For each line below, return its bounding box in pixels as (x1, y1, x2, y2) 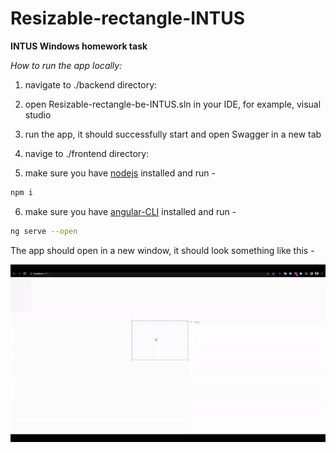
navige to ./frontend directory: (24, 147, 150, 159)
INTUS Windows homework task (10, 40, 148, 52)
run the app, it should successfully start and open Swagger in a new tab (24, 128, 322, 140)
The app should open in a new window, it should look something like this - (10, 244, 315, 256)
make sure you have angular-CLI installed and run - (24, 205, 237, 217)
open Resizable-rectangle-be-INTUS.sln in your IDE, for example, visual (24, 98, 322, 110)
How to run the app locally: (10, 59, 123, 71)
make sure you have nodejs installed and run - (24, 167, 217, 179)
